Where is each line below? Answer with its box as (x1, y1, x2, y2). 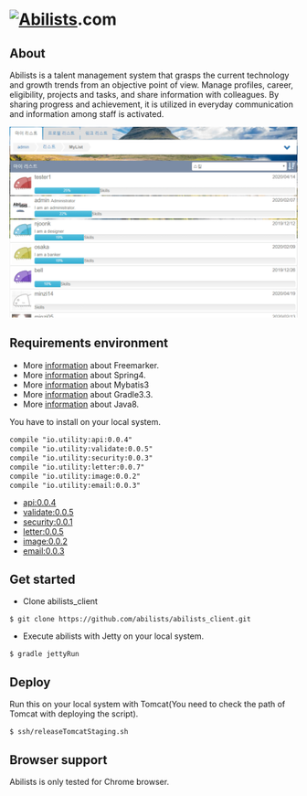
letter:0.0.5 (22, 525, 64, 536)
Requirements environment (9, 335, 169, 351)
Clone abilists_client (22, 596, 99, 607)
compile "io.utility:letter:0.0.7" (9, 462, 145, 472)
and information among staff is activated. (9, 109, 164, 119)
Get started (9, 571, 76, 587)
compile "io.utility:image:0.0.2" (9, 472, 142, 481)
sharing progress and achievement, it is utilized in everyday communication (9, 99, 294, 110)
